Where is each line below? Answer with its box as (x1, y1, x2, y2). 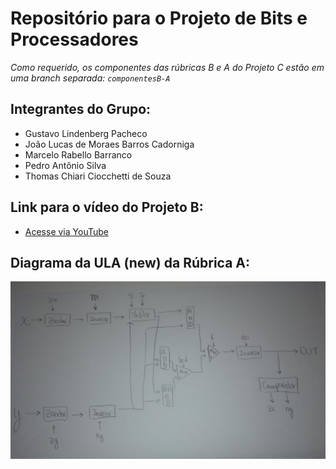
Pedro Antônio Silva (24, 159, 107, 171)
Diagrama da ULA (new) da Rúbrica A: (10, 254, 250, 271)
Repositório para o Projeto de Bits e (10, 7, 308, 30)
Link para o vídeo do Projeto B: (10, 199, 204, 216)
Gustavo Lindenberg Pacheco (24, 127, 148, 139)
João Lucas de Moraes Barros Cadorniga (24, 138, 195, 150)
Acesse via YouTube (24, 225, 109, 237)
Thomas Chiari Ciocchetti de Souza (24, 170, 172, 182)
